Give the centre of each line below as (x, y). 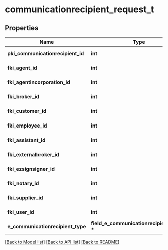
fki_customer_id (27, 111)
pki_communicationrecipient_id (46, 53)
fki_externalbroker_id (34, 154)
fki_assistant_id (27, 140)
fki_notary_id (23, 183)
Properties (22, 28)
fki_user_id (21, 212)
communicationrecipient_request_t (80, 9)
